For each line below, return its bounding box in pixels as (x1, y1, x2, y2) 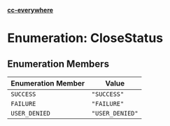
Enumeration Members (7, 58, 110, 70)
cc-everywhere (7, 6, 54, 14)
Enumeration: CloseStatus (7, 31, 163, 46)
